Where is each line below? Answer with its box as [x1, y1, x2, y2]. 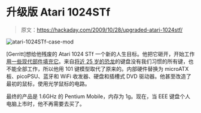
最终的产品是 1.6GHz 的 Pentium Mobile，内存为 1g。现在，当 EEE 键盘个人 [6, 93, 191, 100]
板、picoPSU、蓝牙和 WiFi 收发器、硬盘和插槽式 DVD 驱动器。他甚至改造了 [6, 73, 191, 80]
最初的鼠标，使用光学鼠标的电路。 [6, 80, 90, 87]
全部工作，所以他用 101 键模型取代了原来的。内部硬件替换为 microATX [16, 65, 189, 72]
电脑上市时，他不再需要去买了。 [6, 100, 85, 107]
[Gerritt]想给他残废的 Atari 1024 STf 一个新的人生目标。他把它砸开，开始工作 [6, 50, 195, 57]
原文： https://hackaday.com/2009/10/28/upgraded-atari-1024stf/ [20, 26, 183, 33]
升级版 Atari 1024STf [6, 5, 111, 19]
